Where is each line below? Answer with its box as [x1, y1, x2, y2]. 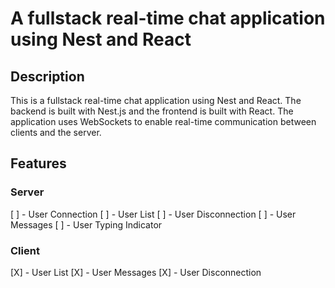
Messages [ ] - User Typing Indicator [10, 218, 163, 231]
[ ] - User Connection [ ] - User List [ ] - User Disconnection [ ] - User [10, 208, 297, 220]
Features [10, 155, 67, 172]
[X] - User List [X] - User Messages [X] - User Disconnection [10, 266, 262, 278]
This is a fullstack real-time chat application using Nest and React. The [10, 95, 302, 106]
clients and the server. [10, 127, 102, 138]
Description [10, 68, 85, 85]
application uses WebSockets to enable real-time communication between [10, 116, 317, 127]
